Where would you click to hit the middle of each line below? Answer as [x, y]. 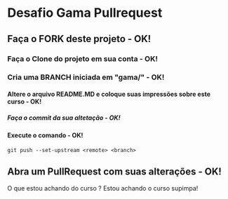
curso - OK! [25, 102]
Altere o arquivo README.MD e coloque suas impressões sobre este [109, 94]
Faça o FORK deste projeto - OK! [79, 39]
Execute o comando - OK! [45, 135]
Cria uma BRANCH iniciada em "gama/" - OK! [86, 77]
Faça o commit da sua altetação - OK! [64, 118]
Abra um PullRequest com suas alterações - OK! [115, 171]
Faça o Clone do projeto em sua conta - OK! [82, 59]
